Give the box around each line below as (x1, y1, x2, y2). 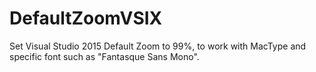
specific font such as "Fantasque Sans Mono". (9, 50, 200, 62)
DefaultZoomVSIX (9, 7, 163, 30)
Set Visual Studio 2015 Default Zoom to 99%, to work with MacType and (9, 40, 307, 52)
